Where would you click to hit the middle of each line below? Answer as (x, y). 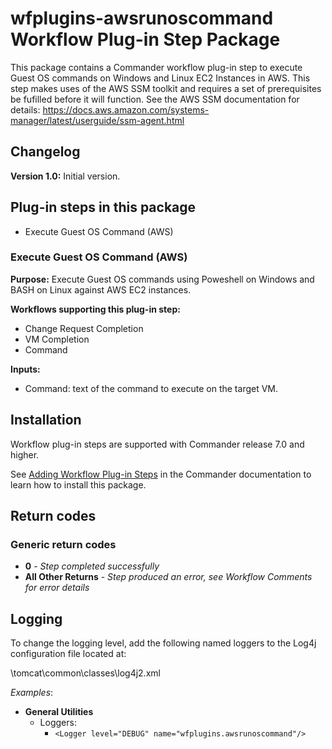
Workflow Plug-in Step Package (145, 39)
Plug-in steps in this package (103, 207)
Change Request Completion (84, 328)
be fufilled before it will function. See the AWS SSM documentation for (155, 99)
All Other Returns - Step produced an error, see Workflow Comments (168, 577)
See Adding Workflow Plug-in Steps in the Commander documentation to (161, 474)
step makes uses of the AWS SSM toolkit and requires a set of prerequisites (166, 88)
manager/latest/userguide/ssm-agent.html (97, 120)
